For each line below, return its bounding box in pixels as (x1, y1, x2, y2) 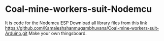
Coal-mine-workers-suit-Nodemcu (5, 3, 152, 15)
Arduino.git (5, 30, 28, 36)
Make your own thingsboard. (29, 30, 87, 36)
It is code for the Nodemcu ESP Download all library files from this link (5, 20, 148, 26)
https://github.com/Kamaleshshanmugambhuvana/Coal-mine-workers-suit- (5, 25, 159, 31)
